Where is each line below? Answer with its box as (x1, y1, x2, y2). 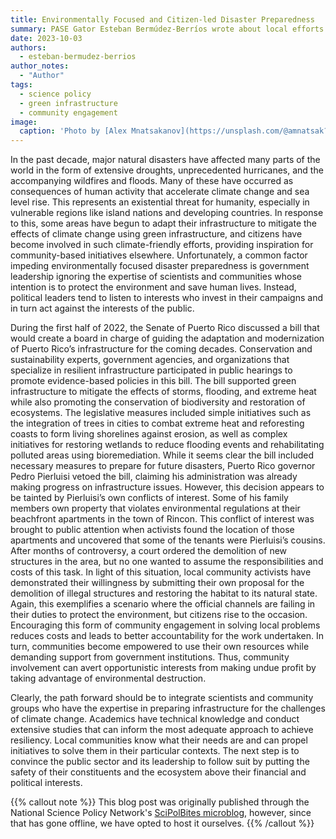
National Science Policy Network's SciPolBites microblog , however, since (10, 807, 312, 819)
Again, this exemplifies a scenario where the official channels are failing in (10, 598, 316, 610)
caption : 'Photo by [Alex (19, 126, 128, 136)
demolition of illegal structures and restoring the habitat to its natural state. (10, 587, 318, 600)
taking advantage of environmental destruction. (10, 672, 207, 685)
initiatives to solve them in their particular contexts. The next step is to (10, 745, 300, 757)
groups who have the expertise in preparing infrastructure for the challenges (10, 702, 326, 715)
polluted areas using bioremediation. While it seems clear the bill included (10, 449, 314, 461)
